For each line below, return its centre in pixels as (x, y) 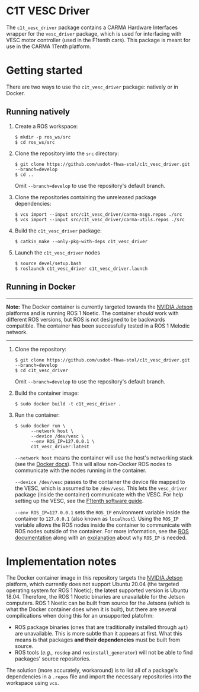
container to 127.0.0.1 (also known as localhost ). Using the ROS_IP (97, 518)
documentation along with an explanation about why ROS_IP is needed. (101, 537)
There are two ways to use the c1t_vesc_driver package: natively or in (92, 87)
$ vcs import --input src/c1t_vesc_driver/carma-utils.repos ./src (99, 219)
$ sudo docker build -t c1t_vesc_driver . (68, 404)
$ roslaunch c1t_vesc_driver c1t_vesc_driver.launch (81, 269)
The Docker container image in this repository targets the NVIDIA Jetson (94, 578)
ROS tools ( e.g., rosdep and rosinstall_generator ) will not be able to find (104, 653)
